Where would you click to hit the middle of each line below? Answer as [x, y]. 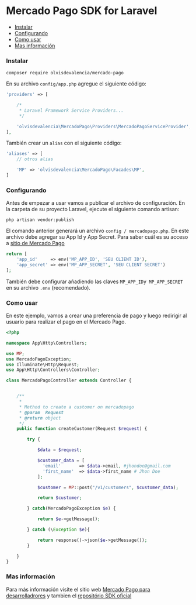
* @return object [40, 418]
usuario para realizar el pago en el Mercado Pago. [66, 322]
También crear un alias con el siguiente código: [64, 143]
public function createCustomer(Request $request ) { [82, 429]
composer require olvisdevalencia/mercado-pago [65, 73]
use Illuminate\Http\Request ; [43, 365]
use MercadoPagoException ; [39, 359]
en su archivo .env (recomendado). [48, 287]
